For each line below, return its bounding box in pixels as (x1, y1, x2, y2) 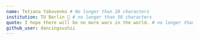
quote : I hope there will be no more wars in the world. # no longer (6, 19, 182, 25)
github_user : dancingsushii (6, 25, 76, 31)
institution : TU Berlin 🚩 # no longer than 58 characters (6, 14, 152, 20)
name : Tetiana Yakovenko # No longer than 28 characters (6, 8, 150, 15)
